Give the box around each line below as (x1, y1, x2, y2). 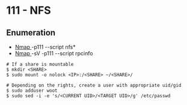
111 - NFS (6, 4, 51, 17)
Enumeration (6, 28, 56, 38)
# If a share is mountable (6, 61, 74, 67)
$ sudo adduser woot (6, 88, 58, 94)
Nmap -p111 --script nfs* (14, 43, 76, 50)
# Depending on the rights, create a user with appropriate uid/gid (6, 82, 182, 88)
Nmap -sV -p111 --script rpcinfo (14, 50, 93, 57)
